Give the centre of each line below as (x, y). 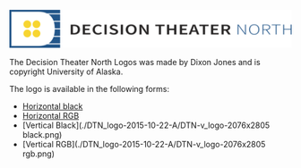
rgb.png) (39, 154)
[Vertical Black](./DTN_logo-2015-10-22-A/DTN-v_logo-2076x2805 (146, 125)
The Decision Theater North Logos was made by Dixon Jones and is (135, 62)
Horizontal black (52, 106)
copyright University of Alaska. (66, 71)
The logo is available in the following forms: (90, 88)
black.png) (42, 134)
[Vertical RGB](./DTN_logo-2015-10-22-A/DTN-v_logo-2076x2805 (144, 144)
